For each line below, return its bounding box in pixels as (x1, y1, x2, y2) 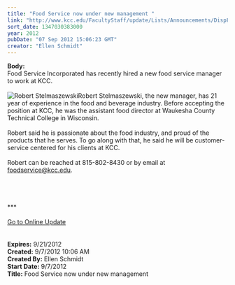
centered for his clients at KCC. (30, 144, 120, 152)
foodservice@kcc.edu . (7, 166, 73, 174)
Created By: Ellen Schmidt (7, 255, 84, 263)
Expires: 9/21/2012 (7, 240, 62, 248)
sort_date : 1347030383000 (7, 23, 83, 30)
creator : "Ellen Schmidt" (7, 43, 83, 50)
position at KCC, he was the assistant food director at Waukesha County (7, 106, 215, 115)
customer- (194, 136, 225, 144)
